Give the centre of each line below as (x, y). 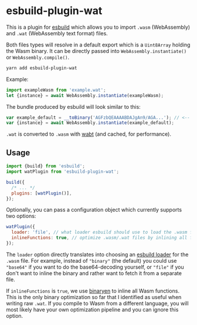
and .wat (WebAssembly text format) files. (57, 33)
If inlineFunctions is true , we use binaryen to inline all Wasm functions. (93, 291)
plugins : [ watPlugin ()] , (42, 193)
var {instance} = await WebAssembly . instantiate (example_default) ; (90, 123)
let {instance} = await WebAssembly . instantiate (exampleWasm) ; (85, 95)
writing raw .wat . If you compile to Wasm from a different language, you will (97, 303)
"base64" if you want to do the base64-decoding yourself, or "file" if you (95, 267)
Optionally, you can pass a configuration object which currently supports (94, 210)
